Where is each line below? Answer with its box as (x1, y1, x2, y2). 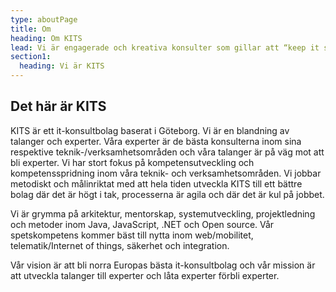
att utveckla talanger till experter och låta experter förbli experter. (10, 269, 280, 281)
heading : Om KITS (10, 33, 83, 43)
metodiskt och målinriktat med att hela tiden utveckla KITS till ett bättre (10, 177, 303, 190)
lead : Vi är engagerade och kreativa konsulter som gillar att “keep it (10, 42, 320, 53)
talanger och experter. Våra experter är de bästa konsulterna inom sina (10, 135, 302, 147)
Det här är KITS (10, 98, 107, 115)
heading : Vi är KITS (19, 61, 105, 71)
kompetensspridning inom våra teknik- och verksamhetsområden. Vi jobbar (10, 167, 322, 179)
